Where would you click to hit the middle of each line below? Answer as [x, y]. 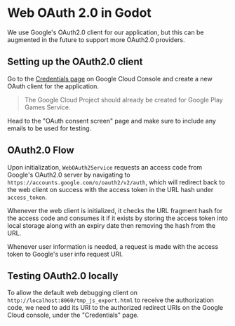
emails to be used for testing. [49, 128]
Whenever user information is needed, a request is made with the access [113, 246]
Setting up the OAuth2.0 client [75, 62]
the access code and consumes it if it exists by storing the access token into [117, 218]
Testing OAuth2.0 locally [63, 276]
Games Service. [47, 107]
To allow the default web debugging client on [73, 293]
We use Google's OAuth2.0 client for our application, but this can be [106, 32]
